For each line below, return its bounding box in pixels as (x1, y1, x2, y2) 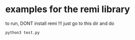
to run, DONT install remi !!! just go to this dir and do (5, 20, 115, 26)
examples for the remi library (5, 4, 130, 15)
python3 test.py (5, 30, 40, 35)
